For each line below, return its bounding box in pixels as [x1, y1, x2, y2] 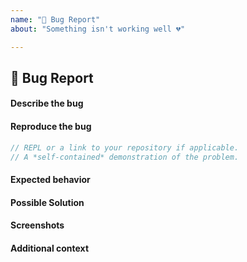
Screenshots [10, 219, 65, 231]
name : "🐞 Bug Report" [10, 14, 101, 25]
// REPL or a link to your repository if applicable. [10, 142, 240, 153]
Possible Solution [10, 196, 85, 208]
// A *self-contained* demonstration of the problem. [10, 152, 240, 162]
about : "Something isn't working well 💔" [10, 24, 186, 34]
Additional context [10, 242, 90, 254]
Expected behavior [10, 174, 91, 186]
